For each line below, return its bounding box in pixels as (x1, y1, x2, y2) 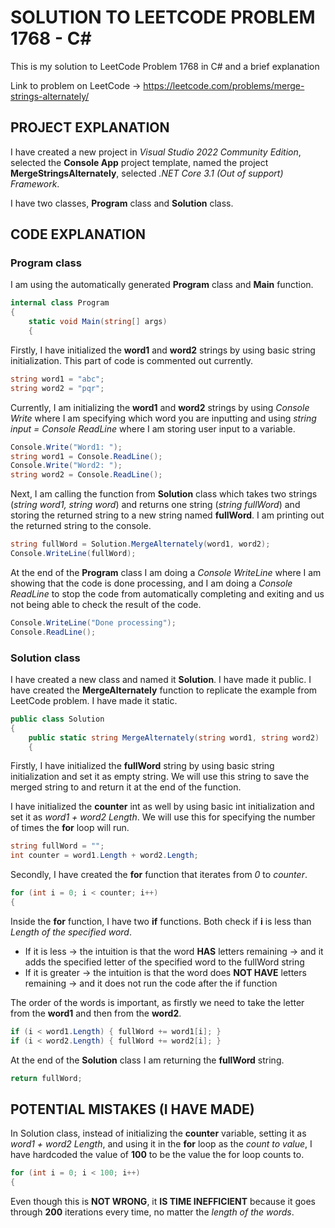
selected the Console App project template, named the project (10, 156, 269, 168)
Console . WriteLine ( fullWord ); (10, 549, 137, 559)
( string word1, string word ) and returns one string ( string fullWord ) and (10, 499, 301, 511)
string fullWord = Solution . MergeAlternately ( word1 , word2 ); (10, 539, 271, 550)
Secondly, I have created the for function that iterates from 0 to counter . (10, 869, 308, 881)
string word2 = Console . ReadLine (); (10, 470, 163, 480)
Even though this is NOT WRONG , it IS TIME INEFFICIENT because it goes (10, 1196, 316, 1208)
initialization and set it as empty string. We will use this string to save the (10, 771, 310, 783)
